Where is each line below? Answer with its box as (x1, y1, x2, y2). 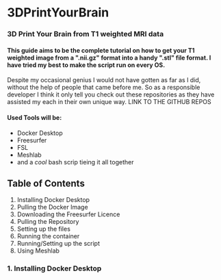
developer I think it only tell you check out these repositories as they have (7, 90, 215, 99)
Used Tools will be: (7, 113, 62, 121)
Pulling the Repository (16, 218, 79, 226)
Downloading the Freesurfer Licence (16, 210, 120, 218)
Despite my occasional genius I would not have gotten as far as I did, (7, 76, 201, 84)
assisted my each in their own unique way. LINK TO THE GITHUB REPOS (7, 98, 211, 106)
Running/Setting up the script (16, 240, 101, 248)
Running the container (16, 232, 80, 240)
